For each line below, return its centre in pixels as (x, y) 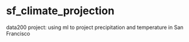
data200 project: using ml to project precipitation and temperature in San (95, 27)
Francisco (18, 33)
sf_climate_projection (60, 11)
